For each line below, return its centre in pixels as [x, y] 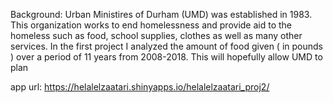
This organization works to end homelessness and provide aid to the [151, 25]
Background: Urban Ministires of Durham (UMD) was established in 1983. [161, 14]
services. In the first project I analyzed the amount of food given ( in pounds [166, 46]
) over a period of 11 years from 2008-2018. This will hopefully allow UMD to [166, 57]
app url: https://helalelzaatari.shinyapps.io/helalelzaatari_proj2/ [140, 87]
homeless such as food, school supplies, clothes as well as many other [156, 35]
